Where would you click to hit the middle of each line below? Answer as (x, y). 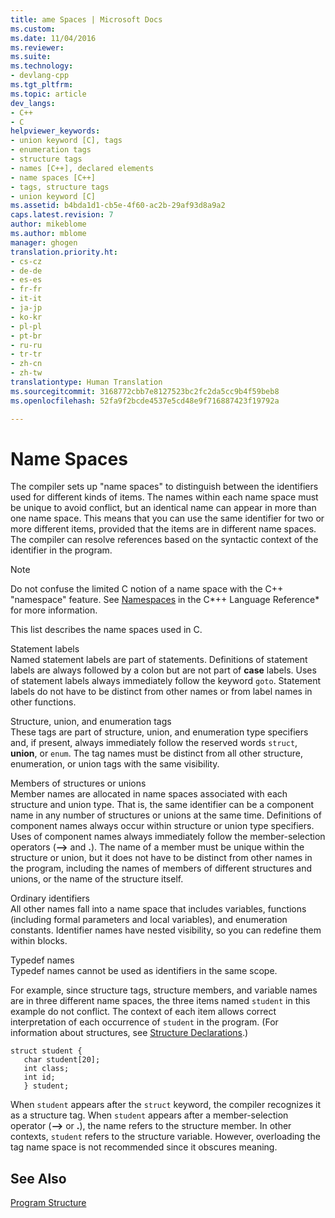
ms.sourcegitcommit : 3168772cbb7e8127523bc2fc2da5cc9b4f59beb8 (145, 391)
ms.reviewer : (37, 47)
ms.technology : (42, 66)
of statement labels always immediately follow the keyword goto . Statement (165, 681)
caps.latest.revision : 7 (62, 215)
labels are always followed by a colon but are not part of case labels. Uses (163, 670)
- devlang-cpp (40, 76)
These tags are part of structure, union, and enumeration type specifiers (159, 732)
